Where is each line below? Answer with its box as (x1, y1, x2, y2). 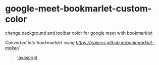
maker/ (5, 45, 20, 51)
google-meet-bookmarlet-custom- (5, 3, 152, 14)
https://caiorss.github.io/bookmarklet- (76, 39, 155, 45)
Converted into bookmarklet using (5, 39, 75, 45)
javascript (17, 54, 38, 60)
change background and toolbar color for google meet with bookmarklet (5, 30, 153, 36)
